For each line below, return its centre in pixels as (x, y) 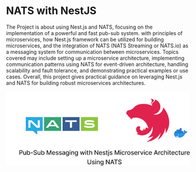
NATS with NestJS (51, 11)
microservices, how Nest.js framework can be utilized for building (85, 39)
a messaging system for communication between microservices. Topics (92, 51)
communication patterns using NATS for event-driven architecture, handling (97, 64)
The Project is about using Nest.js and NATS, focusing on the (79, 27)
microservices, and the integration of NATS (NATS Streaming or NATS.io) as (97, 46)
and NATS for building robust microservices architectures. (76, 82)
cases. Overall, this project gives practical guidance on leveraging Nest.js (94, 77)
